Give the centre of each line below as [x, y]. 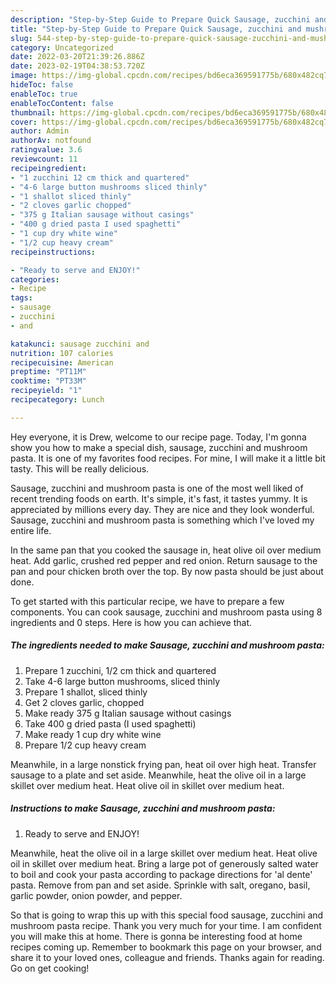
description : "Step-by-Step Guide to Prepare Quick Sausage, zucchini [160, 19]
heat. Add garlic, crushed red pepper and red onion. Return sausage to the [164, 560]
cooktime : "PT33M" [48, 381]
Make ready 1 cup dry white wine [93, 734]
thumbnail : [33, 112]
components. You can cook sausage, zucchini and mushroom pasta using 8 [166, 612]
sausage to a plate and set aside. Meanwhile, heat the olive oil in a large [158, 775]
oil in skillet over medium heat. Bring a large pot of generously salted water [164, 863]
